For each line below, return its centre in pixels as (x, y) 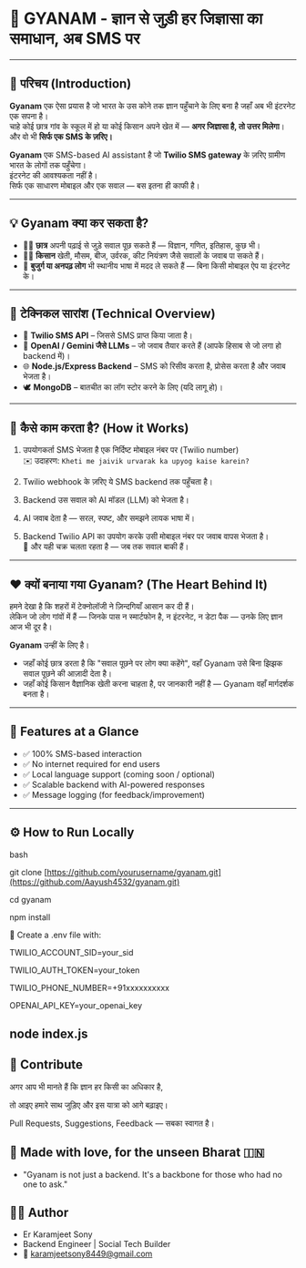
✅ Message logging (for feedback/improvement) (113, 794)
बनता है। (36, 694)
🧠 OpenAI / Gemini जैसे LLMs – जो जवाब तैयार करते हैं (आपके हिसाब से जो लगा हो (152, 346)
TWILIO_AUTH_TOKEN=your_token (75, 970)
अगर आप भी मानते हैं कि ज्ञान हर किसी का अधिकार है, (87, 1087)
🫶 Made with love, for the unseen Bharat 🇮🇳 (137, 1153)
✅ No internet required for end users (92, 763)
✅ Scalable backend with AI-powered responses (113, 784)
